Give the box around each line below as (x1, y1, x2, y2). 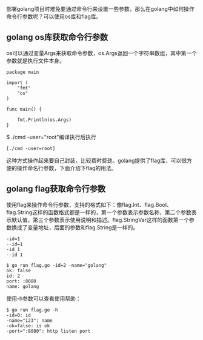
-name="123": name (6, 317, 53, 324)
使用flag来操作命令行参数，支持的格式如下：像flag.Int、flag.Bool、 (6, 201, 173, 208)
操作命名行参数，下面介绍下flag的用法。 (16, 164, 117, 171)
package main (6, 69, 39, 75)
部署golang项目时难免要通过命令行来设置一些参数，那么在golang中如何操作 (6, 5, 195, 12)
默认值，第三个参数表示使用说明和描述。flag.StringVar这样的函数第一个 (11, 216, 190, 223)
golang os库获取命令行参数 (6, 32, 108, 42)
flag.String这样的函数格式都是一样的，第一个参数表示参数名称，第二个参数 (6, 208, 192, 216)
